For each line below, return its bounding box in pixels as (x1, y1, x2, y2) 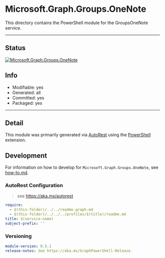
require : (5, 203, 23, 208)
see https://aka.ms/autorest (17, 193, 74, 199)
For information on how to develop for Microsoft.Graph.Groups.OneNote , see (5, 164, 159, 170)
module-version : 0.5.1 (5, 244, 52, 249)
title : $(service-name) (5, 217, 54, 222)
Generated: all (12, 90, 41, 96)
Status (5, 44, 26, 52)
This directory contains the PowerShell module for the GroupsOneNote (5, 20, 148, 26)
